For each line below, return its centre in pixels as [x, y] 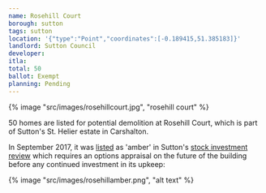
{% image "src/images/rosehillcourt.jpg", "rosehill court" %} [109, 107]
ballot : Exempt [34, 76]
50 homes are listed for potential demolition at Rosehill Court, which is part [133, 122]
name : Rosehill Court [45, 16]
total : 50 [25, 69]
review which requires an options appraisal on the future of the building [128, 156]
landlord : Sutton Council [52, 46]
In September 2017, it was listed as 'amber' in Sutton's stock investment [128, 147]
